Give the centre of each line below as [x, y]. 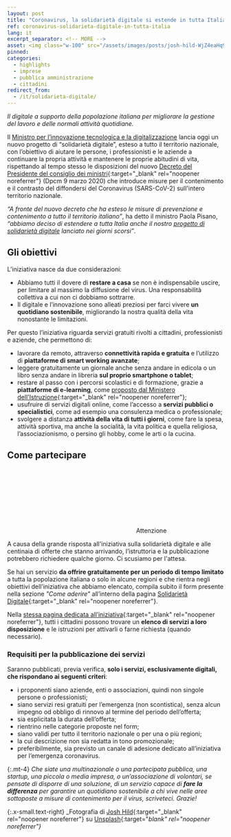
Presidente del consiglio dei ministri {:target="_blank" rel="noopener [103, 174]
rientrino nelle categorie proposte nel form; [78, 726]
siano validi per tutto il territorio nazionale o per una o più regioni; [109, 734]
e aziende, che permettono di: [50, 340]
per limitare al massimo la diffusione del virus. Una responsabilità [109, 289]
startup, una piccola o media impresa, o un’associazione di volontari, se [109, 776]
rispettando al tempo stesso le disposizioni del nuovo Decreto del [100, 166]
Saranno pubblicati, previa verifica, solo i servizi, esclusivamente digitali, [112, 669]
